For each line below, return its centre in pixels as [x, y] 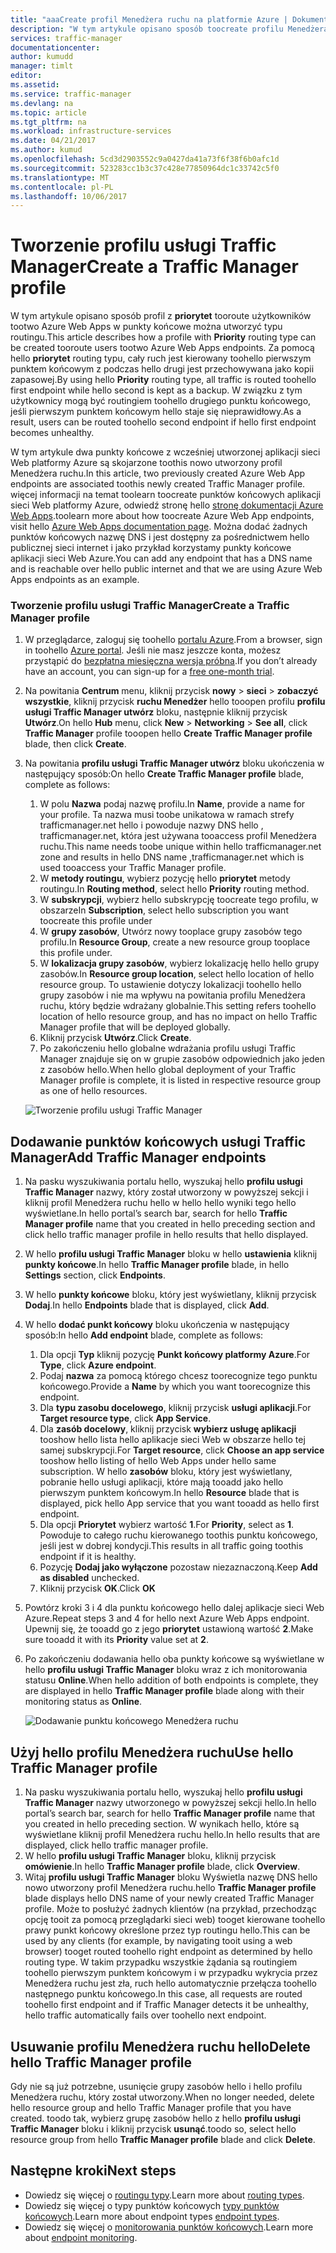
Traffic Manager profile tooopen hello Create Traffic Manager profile [168, 733]
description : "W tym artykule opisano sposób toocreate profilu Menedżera [169, 29]
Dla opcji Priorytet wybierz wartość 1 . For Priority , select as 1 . [167, 1525]
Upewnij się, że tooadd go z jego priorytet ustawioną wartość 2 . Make [169, 1629]
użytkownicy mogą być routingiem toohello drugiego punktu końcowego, [161, 401]
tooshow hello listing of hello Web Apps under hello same [158, 1461]
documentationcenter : [55, 47]
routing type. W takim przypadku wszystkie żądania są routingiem [161, 1962]
